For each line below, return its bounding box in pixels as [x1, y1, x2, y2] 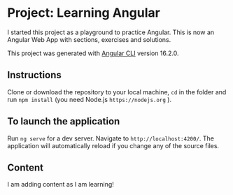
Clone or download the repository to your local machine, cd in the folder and [7, 87, 227, 96]
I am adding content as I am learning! [7, 180, 114, 189]
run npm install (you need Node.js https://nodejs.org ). [7, 95, 172, 103]
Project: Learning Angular [7, 5, 161, 21]
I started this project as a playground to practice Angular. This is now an [7, 28, 215, 36]
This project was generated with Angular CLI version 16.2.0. [7, 49, 180, 57]
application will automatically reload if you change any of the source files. [7, 141, 219, 150]
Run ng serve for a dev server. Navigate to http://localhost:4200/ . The [7, 134, 215, 143]
